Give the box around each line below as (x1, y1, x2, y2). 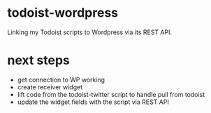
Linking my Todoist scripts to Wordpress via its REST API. (7, 28, 173, 36)
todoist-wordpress (7, 5, 119, 21)
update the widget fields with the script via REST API (17, 98, 169, 106)
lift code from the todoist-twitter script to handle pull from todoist (17, 90, 205, 98)
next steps (7, 52, 70, 68)
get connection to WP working (17, 75, 105, 84)
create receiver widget (17, 82, 82, 91)
